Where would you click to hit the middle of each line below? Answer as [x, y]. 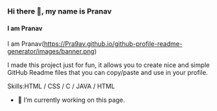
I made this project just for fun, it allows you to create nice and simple [108, 65]
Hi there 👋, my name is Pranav [59, 11]
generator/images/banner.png [51, 52]
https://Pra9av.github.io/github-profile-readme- [113, 44]
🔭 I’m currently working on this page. [71, 100]
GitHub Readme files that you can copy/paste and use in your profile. [108, 73]
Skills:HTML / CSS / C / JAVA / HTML [61, 86]
